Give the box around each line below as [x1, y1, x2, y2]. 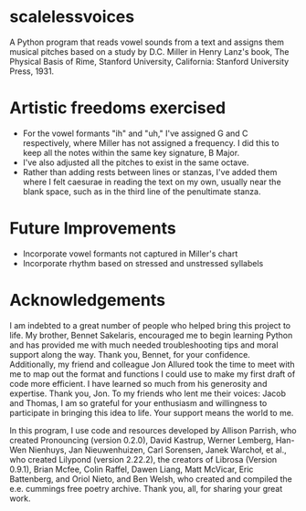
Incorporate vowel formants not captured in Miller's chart [22, 248, 238, 259]
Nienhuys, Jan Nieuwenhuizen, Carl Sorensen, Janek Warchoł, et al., [28, 444, 288, 455]
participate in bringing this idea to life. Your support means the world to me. [9, 407, 294, 418]
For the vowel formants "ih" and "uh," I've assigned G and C [22, 128, 248, 139]
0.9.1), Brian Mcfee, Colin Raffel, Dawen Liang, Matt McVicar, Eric [9, 464, 254, 474]
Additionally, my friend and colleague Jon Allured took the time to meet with [9, 359, 295, 370]
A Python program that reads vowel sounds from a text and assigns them [9, 36, 285, 47]
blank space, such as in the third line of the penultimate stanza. [22, 185, 261, 197]
